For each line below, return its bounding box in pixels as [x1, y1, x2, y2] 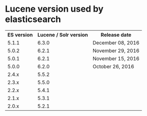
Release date [100, 31, 132, 38]
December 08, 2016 [93, 39, 140, 46]
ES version [7, 31, 33, 38]
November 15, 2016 [93, 55, 140, 62]
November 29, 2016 [93, 47, 140, 54]
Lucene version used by [5, 3, 104, 15]
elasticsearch [5, 14, 62, 25]
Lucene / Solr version [37, 31, 88, 38]
